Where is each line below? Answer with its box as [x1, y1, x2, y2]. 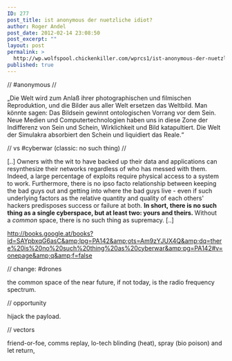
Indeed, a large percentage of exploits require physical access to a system [7, 172, 220, 180]
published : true [7, 61, 54, 68]
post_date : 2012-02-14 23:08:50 [7, 29, 100, 37]
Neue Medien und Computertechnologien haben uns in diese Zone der [7, 115, 209, 124]
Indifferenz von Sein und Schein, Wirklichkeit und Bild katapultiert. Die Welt [7, 123, 221, 131]
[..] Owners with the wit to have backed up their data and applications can [7, 157, 217, 166]
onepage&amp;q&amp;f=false [7, 251, 93, 260]
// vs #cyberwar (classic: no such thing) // [7, 144, 126, 152]
